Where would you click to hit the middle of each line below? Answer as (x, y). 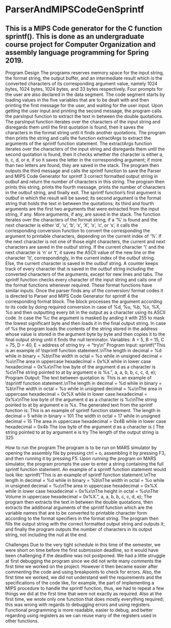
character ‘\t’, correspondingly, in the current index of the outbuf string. (80, 258)
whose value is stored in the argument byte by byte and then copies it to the (85, 334)
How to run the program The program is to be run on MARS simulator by (81, 448)
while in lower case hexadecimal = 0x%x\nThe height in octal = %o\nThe (82, 491)
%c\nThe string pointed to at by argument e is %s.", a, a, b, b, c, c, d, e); (81, 372)
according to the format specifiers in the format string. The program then (82, 518)
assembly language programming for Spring (77, 52)
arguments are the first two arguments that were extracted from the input (82, 209)
